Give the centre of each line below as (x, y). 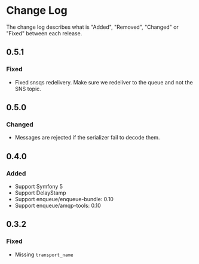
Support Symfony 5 (39, 186)
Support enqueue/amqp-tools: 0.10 (58, 205)
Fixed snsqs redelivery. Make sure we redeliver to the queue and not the (104, 82)
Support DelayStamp (41, 193)
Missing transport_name (44, 254)
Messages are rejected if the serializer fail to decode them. (87, 138)
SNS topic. (28, 89)
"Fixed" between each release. (44, 33)
